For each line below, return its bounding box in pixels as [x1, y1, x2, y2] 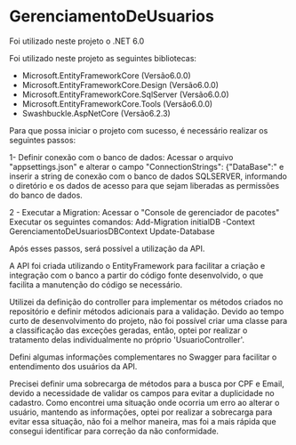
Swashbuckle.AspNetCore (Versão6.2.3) [21, 108, 171, 118]
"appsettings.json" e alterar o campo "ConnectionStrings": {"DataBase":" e [9, 161, 284, 172]
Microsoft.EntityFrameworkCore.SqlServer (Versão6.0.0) [21, 89, 229, 100]
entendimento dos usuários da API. [9, 360, 138, 371]
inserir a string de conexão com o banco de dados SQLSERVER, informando [9, 171, 287, 182]
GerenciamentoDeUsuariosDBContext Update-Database [9, 225, 215, 237]
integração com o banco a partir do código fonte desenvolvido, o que [9, 270, 264, 280]
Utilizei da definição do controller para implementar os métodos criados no [9, 296, 284, 307]
